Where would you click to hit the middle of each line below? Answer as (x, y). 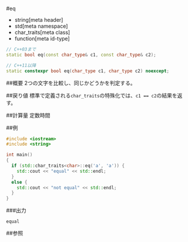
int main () (19, 155)
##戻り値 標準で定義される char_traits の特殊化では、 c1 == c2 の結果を (92, 95)
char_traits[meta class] (42, 32)
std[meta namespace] (41, 26)
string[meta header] (39, 20)
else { (19, 182)
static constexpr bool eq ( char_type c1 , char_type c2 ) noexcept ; (88, 71)
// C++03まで (21, 49)
